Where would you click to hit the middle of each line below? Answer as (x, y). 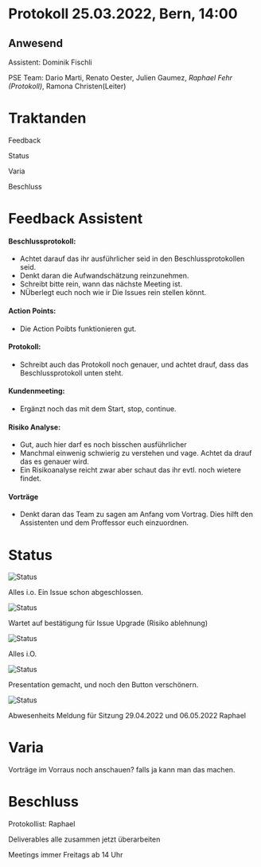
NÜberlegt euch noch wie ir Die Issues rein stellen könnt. (113, 293)
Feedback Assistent (76, 219)
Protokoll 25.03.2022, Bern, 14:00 (123, 14)
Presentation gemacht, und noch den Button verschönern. (103, 685)
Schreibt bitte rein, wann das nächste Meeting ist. (101, 284)
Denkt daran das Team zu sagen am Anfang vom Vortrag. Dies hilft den (136, 515)
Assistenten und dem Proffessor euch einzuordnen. (104, 523)
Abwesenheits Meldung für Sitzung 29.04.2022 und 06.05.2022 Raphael (127, 716)
